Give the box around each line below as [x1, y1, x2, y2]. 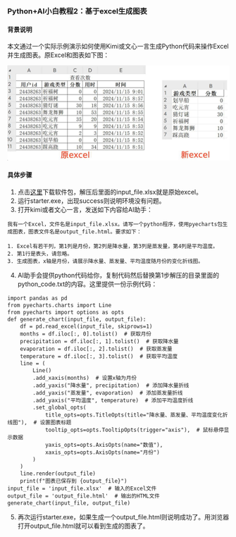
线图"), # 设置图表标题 [7, 419, 72, 426]
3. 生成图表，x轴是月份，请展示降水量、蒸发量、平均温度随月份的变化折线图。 [7, 257, 204, 265]
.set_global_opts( [32, 404, 87, 411]
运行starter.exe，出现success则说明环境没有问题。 [17, 196, 166, 205]
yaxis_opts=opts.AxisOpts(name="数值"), [44, 441, 163, 448]
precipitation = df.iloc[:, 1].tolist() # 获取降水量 [20, 338, 179, 345]
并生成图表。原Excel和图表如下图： [7, 51, 110, 59]
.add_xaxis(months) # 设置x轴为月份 [32, 374, 137, 381]
